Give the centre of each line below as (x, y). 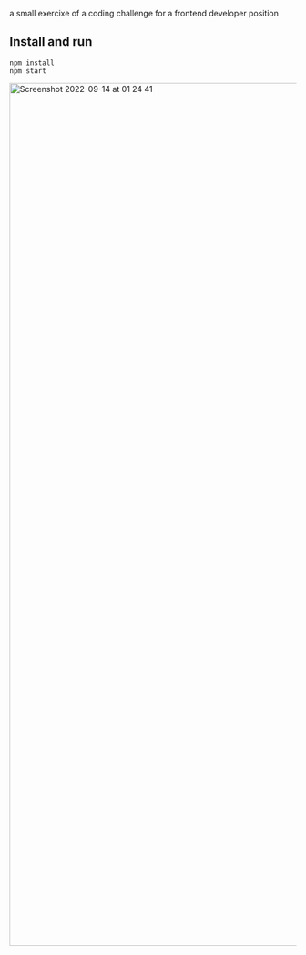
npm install (32, 63)
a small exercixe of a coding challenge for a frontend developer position (144, 13)
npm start (28, 71)
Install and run (51, 42)
